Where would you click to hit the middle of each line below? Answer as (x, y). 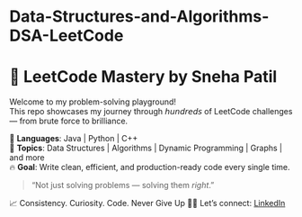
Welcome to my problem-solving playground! (93, 102)
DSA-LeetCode (67, 36)
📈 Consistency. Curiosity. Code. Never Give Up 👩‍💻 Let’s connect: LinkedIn (147, 203)
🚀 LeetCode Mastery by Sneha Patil (143, 77)
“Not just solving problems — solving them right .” (123, 185)
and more (27, 158)
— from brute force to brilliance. (69, 121)
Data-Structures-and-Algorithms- (139, 17)
